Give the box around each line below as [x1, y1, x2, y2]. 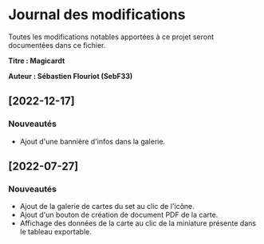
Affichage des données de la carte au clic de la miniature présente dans [19, 218, 257, 228]
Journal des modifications [8, 6, 186, 24]
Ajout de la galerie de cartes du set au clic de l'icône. [19, 202, 195, 211]
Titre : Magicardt [8, 56, 65, 65]
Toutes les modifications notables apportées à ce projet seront [8, 32, 215, 41]
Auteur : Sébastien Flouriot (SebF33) [8, 71, 133, 81]
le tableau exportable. [19, 227, 92, 237]
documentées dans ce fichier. [8, 40, 106, 49]
